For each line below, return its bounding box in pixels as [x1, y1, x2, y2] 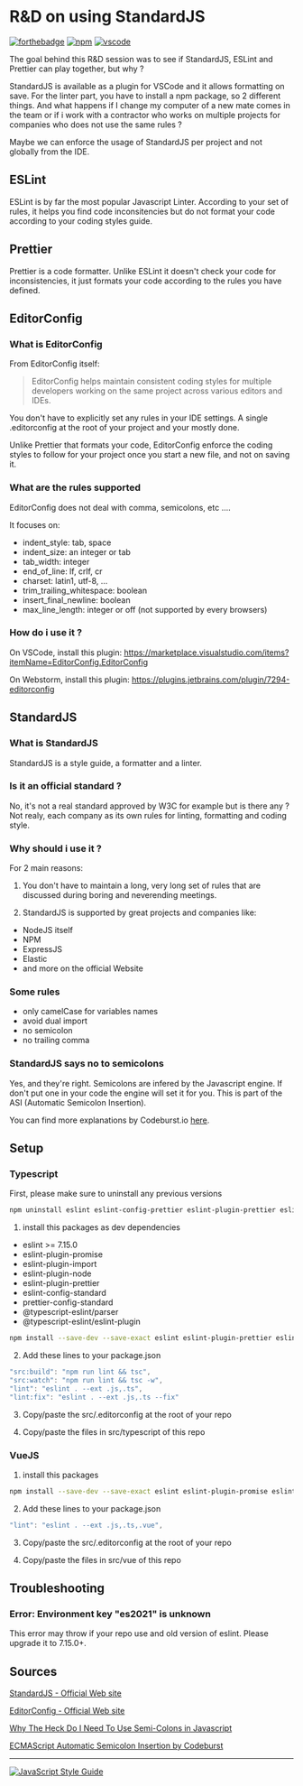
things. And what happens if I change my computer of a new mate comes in [9, 99, 290, 110]
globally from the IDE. [9, 146, 90, 157]
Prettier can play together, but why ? [9, 63, 144, 74]
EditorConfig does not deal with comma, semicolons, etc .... [9, 502, 232, 513]
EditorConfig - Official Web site [9, 1706, 125, 1717]
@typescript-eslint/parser [22, 1307, 119, 1318]
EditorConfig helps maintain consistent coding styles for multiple [31, 376, 272, 387]
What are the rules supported [9, 481, 142, 494]
